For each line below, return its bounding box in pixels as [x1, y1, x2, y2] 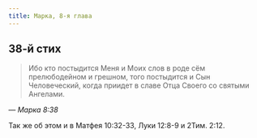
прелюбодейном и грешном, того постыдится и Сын [28, 72, 211, 82]
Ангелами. [28, 89, 65, 99]
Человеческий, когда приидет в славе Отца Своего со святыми [28, 80, 250, 90]
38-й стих [8, 42, 62, 56]
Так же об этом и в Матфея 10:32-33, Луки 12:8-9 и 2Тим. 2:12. [8, 121, 225, 131]
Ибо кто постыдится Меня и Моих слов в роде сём [28, 63, 206, 73]
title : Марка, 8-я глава [8, 11, 92, 20]
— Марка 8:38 [8, 105, 58, 114]
